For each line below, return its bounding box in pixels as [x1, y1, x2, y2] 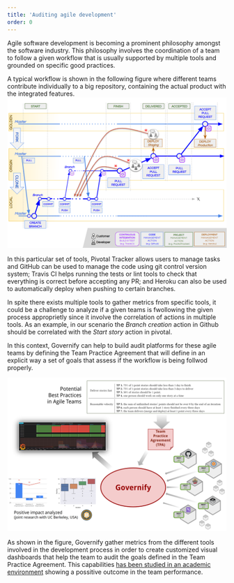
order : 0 [7, 18, 33, 26]
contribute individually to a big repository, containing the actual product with [7, 82, 226, 90]
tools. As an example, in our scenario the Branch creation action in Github [7, 320, 219, 328]
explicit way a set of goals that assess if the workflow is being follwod [7, 356, 208, 364]
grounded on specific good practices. [7, 61, 116, 69]
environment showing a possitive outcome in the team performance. [7, 568, 203, 576]
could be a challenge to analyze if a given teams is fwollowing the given [7, 305, 214, 313]
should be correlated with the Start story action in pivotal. [7, 327, 173, 336]
